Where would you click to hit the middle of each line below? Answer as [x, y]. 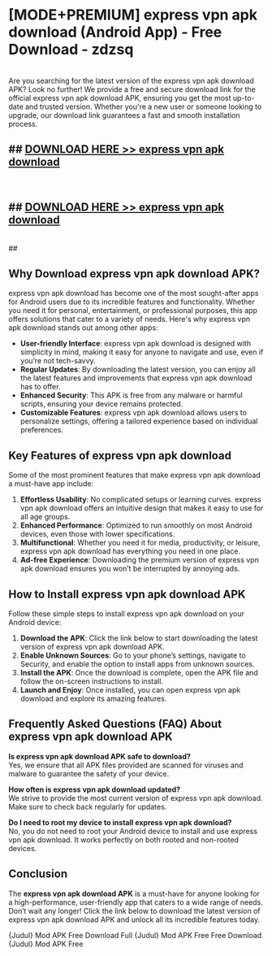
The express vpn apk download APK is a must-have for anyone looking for [134, 893]
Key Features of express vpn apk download [120, 456]
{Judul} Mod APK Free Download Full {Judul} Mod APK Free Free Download [135, 935]
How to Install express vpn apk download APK [127, 594]
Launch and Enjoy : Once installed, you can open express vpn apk [130, 690]
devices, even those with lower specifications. [97, 534]
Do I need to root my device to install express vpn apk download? [120, 822]
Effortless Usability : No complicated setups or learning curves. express [141, 500]
